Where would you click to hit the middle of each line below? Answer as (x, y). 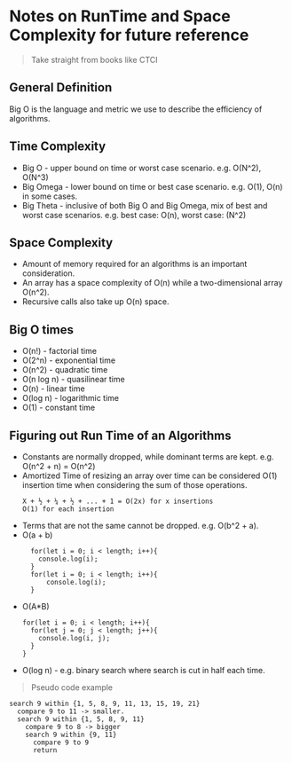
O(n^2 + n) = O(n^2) (59, 466)
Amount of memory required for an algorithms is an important (134, 264)
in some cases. (50, 196)
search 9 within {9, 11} (71, 735)
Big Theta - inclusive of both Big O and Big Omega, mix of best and (145, 205)
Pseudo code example (72, 687)
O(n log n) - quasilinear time (74, 380)
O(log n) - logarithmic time (71, 398)
